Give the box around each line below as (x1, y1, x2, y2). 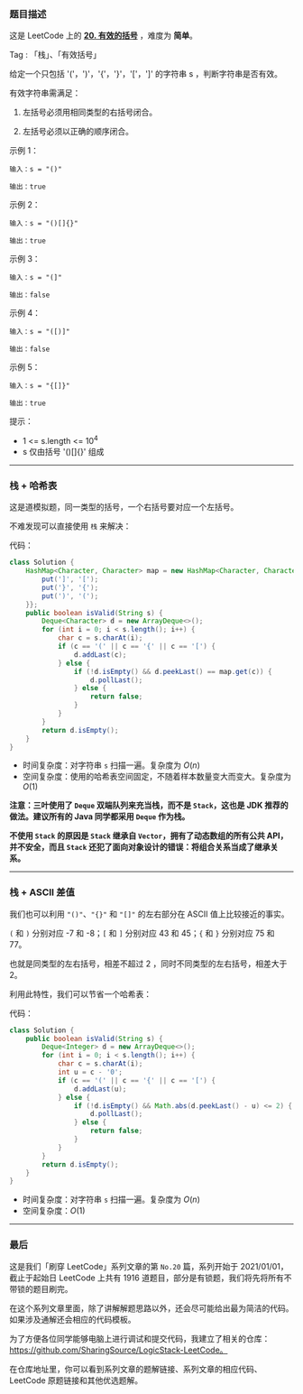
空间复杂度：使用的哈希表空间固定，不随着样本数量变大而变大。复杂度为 (22, 771, 291, 782)
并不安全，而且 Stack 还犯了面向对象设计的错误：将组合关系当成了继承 (9, 842, 271, 853)
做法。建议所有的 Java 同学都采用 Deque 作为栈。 (9, 811, 190, 822)
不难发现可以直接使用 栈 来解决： (9, 521, 132, 531)
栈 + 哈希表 (9, 479, 58, 492)
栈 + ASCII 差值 (9, 886, 75, 899)
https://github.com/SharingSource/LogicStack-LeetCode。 (9, 1344, 228, 1355)
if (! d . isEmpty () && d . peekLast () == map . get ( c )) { (73, 667, 272, 676)
